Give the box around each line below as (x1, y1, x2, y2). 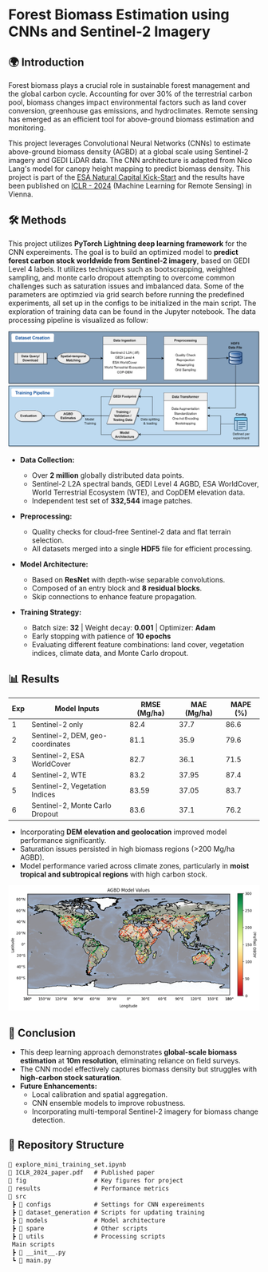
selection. (31, 535, 65, 545)
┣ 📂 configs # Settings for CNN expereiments (11, 1200, 205, 1208)
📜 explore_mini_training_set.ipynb (8, 1160, 127, 1168)
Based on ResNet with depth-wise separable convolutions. (31, 574, 226, 584)
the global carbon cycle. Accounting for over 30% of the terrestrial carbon (8, 89, 253, 98)
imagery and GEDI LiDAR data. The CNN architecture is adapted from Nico (8, 156, 253, 165)
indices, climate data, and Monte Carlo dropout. (31, 648, 189, 658)
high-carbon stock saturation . (19, 1073, 122, 1083)
